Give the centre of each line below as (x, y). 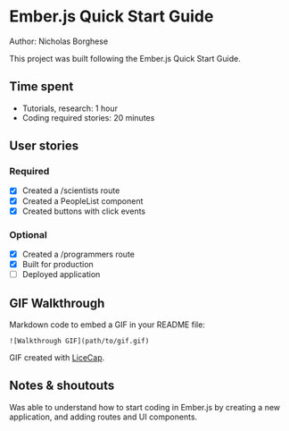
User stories (44, 146)
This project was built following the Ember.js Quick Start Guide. (125, 58)
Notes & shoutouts (62, 386)
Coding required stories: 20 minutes (88, 117)
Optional (28, 234)
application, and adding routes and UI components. (103, 417)
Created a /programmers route (78, 254)
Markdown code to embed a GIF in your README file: (107, 325)
